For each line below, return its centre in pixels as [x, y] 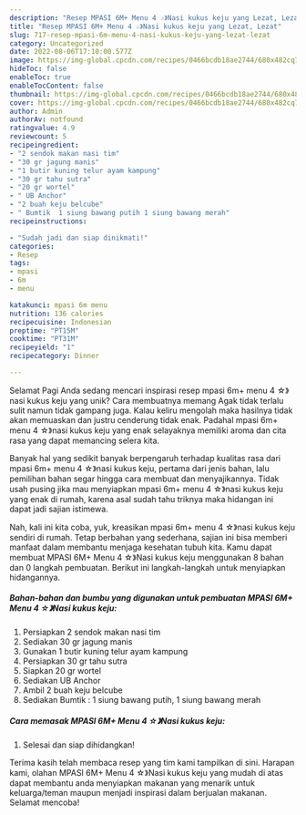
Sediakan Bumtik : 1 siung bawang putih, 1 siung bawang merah [142, 699]
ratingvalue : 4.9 [42, 129]
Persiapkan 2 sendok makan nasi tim [92, 632]
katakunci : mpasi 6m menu [58, 305]
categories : [32, 246]
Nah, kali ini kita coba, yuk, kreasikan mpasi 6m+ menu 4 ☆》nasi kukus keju [153, 527]
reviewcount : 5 [38, 137]
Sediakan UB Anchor [61, 680]
